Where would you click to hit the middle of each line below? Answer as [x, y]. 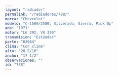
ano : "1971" [17, 28]
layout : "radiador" [25, 10]
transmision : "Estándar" [31, 37]
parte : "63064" [21, 42]
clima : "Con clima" [25, 46]
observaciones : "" [24, 60]
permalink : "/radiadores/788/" [37, 14]
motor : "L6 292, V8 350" [31, 33]
